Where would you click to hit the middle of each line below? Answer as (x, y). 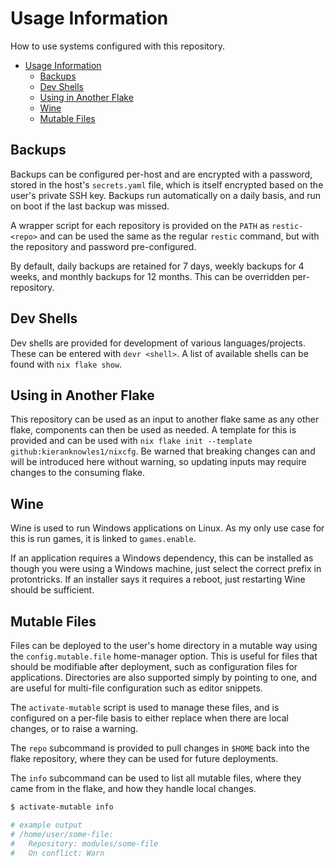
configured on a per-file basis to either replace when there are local (149, 718)
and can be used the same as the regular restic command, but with (179, 236)
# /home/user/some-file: (62, 834)
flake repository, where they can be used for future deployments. (144, 758)
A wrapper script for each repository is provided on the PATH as (140, 225)
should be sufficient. (52, 590)
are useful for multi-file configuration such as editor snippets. (136, 688)
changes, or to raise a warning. (74, 728)
